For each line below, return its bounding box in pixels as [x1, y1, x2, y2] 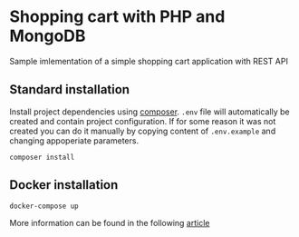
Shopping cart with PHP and [9, 6, 226, 27]
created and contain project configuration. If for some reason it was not [9, 115, 276, 126]
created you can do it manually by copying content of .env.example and [9, 125, 276, 136]
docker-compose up [9, 202, 79, 211]
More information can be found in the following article [9, 217, 210, 228]
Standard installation [9, 82, 130, 97]
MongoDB [9, 25, 86, 46]
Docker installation [9, 177, 119, 193]
